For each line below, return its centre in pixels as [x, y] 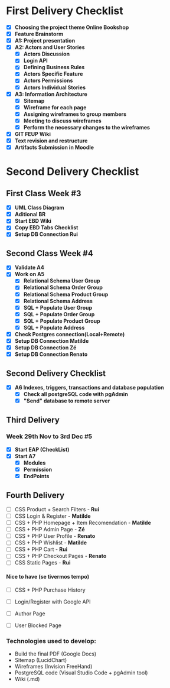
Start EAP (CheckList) [42, 449]
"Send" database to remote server [67, 401]
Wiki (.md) [27, 679]
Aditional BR [30, 215]
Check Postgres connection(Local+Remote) [70, 334]
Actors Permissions [48, 80]
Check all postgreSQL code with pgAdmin [76, 394]
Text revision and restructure [51, 141]
